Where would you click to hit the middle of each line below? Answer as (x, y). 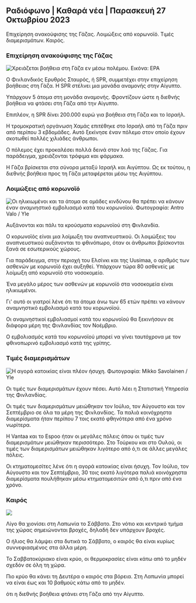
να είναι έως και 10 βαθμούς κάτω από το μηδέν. (66, 583)
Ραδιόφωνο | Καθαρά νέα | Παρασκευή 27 (86, 11)
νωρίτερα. (18, 424)
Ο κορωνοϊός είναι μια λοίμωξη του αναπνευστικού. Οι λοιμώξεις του (91, 237)
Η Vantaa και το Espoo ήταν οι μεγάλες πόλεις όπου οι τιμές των (85, 436)
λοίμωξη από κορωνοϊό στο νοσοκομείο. (55, 273)
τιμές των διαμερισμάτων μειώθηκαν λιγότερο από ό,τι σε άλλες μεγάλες (97, 448)
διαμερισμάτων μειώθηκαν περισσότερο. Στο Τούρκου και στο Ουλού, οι (94, 442)
